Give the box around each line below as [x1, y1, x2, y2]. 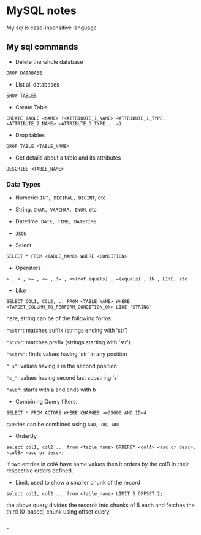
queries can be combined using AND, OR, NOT [6, 421, 121, 428]
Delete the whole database [15, 58, 83, 65]
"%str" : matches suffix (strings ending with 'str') [6, 326, 129, 334]
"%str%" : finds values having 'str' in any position [6, 350, 127, 358]
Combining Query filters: [15, 398, 78, 406]
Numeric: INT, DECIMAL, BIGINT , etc [15, 194, 106, 201]
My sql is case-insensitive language [6, 24, 97, 31]
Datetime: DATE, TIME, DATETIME [15, 218, 96, 225]
